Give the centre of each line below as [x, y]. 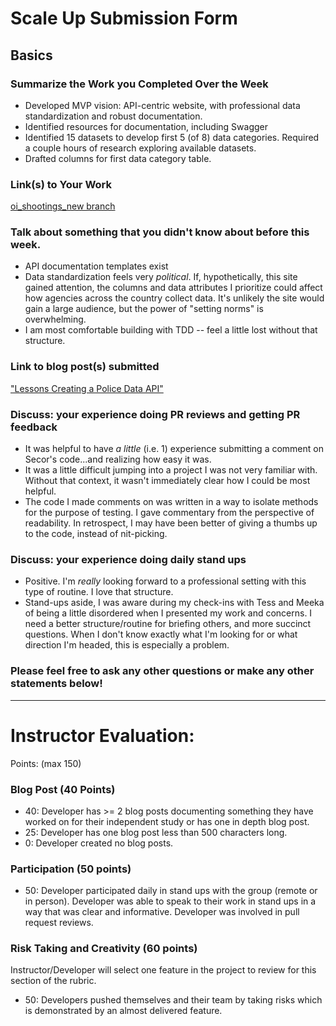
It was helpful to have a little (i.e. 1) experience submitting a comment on [174, 449]
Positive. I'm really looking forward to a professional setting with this [165, 581]
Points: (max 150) [46, 763]
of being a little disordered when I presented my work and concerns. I [168, 613]
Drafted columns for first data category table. [118, 158]
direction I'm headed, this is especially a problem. [127, 645]
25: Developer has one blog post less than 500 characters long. [156, 832]
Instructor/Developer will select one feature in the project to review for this [163, 970]
